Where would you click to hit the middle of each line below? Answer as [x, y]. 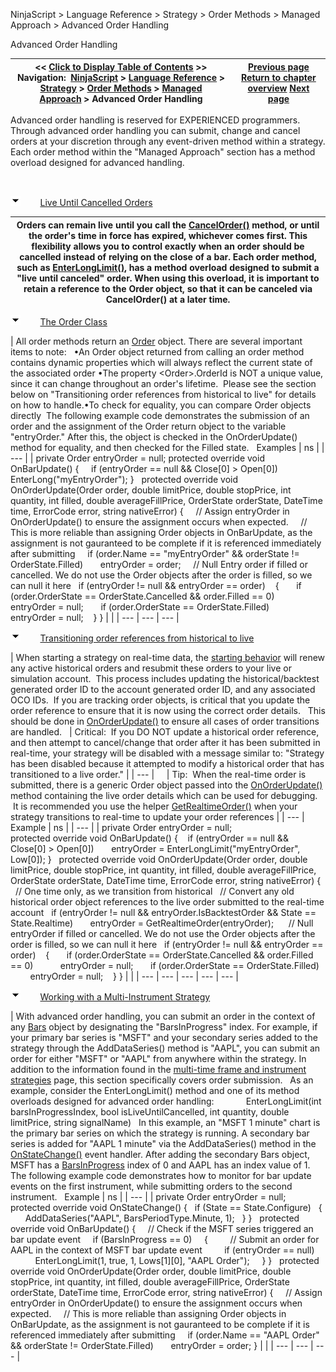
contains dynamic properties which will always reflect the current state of [161, 362]
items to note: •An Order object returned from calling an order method [157, 352]
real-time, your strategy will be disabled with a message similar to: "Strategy [167, 753]
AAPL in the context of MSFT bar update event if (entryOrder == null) [162, 1250]
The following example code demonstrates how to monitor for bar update [161, 1175]
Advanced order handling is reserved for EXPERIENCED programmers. [155, 120]
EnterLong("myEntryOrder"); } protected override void [124, 479]
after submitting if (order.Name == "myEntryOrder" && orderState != [155, 553]
